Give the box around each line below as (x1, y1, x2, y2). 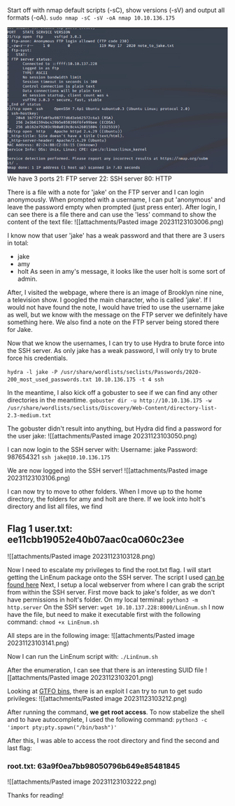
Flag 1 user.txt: (7, 522, 73, 534)
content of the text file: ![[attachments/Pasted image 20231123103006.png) (7, 218, 224, 226)
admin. (17, 275, 38, 283)
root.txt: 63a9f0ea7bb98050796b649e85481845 (7, 761, 180, 771)
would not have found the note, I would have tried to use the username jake (7, 303, 225, 312)
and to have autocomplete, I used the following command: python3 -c (7, 716, 208, 724)
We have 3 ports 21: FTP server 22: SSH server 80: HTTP (7, 174, 173, 183)
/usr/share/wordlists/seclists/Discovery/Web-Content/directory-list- (7, 405, 218, 412)
